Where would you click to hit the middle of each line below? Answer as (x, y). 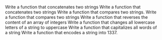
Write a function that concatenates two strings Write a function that (73, 7)
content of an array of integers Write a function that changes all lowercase (80, 22)
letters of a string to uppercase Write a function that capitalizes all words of (81, 27)
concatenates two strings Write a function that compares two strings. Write (81, 12)
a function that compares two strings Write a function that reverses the (77, 17)
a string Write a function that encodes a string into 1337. (61, 33)
